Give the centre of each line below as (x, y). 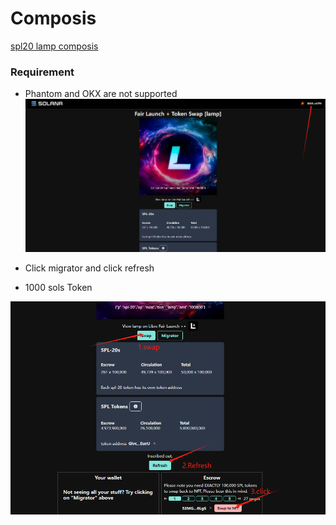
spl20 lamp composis (54, 46)
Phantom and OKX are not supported (101, 94)
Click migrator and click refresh (89, 268)
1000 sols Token (58, 288)
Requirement (42, 72)
